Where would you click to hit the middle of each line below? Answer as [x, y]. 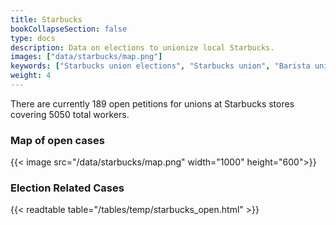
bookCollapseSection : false [69, 29]
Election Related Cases [67, 188]
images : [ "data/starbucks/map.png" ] [86, 57]
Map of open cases [57, 140]
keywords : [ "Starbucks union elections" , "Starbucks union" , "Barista [160, 66]
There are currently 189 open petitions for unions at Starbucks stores [152, 103]
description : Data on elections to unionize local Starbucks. [142, 47]
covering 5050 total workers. [70, 114]
